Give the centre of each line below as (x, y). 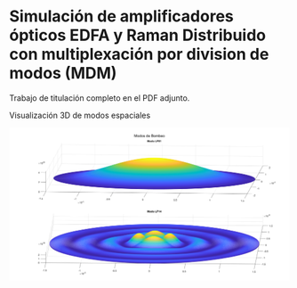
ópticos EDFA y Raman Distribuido (138, 35)
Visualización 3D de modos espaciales (80, 115)
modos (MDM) (63, 74)
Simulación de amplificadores (121, 16)
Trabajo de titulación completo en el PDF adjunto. (100, 98)
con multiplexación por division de (139, 54)
